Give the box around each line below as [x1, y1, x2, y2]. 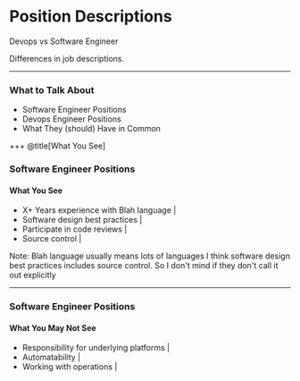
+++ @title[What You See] [9, 140, 106, 151]
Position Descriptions [9, 6, 172, 27]
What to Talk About [9, 83, 96, 96]
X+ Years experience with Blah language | [21, 205, 177, 216]
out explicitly [9, 270, 56, 281]
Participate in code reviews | [21, 224, 128, 234]
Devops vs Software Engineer [9, 36, 119, 47]
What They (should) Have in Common [21, 123, 161, 134]
